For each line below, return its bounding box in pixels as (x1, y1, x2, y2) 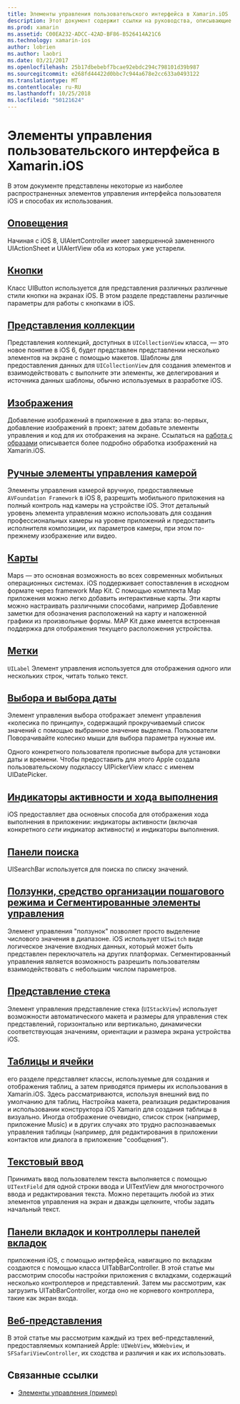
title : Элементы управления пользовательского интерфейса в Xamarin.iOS (7, 10, 229, 18)
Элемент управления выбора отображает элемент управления (7, 711, 201, 720)
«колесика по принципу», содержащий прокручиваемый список (7, 718, 205, 727)
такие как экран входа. (7, 1294, 79, 1303)
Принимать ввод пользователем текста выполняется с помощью (7, 1175, 207, 1183)
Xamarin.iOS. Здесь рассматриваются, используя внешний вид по (7, 1090, 209, 1098)
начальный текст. (7, 1205, 61, 1214)
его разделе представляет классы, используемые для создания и (7, 1074, 209, 1083)
